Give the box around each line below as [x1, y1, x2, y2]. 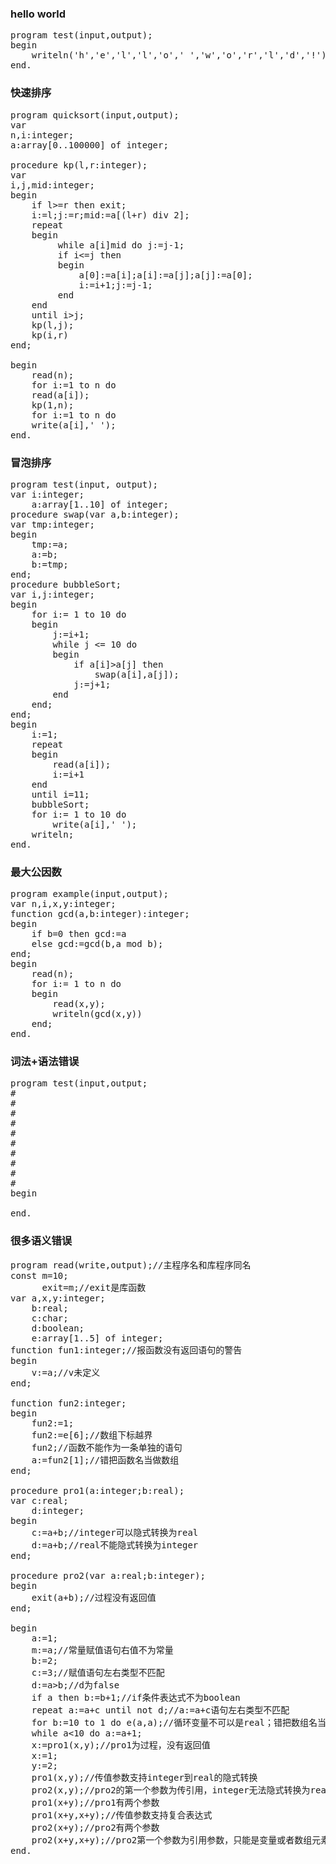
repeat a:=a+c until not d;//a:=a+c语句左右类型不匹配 [31, 1704, 290, 1716]
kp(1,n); [31, 399, 75, 411]
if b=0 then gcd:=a [31, 928, 127, 940]
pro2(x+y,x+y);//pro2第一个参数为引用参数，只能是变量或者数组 [31, 1834, 313, 1846]
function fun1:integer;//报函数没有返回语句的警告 [10, 1344, 243, 1356]
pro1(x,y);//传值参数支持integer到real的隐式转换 [31, 1772, 258, 1783]
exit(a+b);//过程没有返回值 [31, 1592, 157, 1603]
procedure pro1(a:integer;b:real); [10, 1485, 185, 1496]
